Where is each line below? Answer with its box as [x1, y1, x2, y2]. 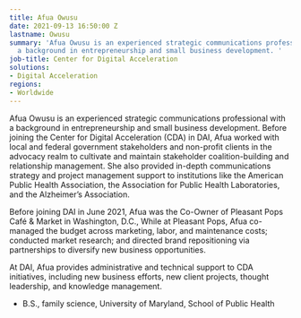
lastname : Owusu [9, 30, 70, 39]
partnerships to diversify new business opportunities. [9, 244, 206, 255]
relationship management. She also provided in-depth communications [9, 160, 271, 171]
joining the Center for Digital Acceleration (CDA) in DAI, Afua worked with [9, 132, 279, 142]
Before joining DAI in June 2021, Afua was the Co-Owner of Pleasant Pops [9, 206, 284, 217]
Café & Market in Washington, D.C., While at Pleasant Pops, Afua [9, 216, 248, 227]
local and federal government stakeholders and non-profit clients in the [9, 141, 272, 152]
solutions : [9, 64, 50, 73]
